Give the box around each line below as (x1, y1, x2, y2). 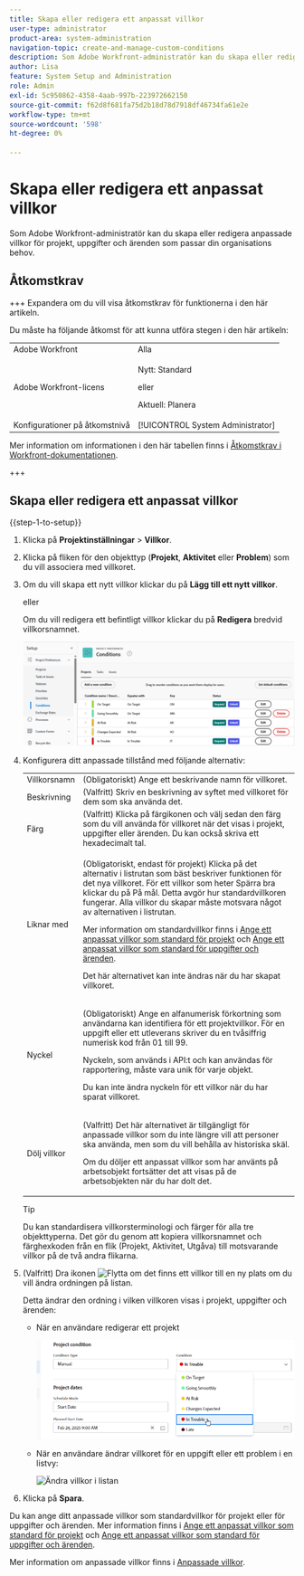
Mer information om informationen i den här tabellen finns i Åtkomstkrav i (9, 440, 282, 451)
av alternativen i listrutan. (82, 906, 176, 917)
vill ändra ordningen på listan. (22, 1277, 133, 1288)
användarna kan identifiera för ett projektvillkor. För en (82, 1018, 285, 1029)
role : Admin (9, 81, 54, 90)
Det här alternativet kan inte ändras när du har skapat (82, 970, 280, 981)
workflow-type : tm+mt (9, 109, 91, 119)
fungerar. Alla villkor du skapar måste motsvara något (82, 897, 282, 907)
